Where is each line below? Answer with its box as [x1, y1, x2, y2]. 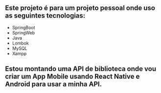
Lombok [12, 40, 29, 46]
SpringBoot [12, 24, 35, 30]
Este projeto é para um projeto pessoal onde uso [5, 4, 156, 12]
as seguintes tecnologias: [5, 12, 86, 20]
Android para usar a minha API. [5, 80, 102, 89]
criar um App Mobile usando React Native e [5, 72, 140, 81]
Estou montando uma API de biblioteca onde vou [5, 65, 157, 73]
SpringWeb [12, 29, 35, 36]
